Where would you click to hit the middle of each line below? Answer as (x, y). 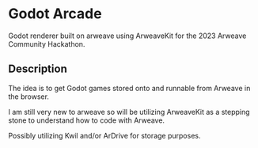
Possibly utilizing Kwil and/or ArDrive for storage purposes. (104, 135)
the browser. (29, 97)
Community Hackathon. (47, 44)
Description (38, 69)
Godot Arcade (55, 14)
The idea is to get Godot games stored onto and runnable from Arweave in (129, 88)
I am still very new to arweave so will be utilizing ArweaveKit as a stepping (129, 112)
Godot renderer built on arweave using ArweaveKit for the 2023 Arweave (127, 36)
